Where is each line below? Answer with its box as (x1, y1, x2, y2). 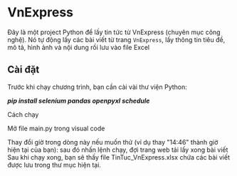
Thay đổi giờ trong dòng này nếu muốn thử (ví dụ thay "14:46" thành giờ (7, 138, 218, 146)
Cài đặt (7, 63, 40, 76)
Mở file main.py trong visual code (7, 124, 105, 133)
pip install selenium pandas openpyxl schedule (7, 96, 150, 105)
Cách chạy (7, 110, 39, 118)
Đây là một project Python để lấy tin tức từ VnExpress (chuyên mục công (7, 28, 221, 36)
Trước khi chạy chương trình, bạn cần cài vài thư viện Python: (7, 83, 187, 91)
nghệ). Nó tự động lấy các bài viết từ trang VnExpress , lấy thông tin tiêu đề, (7, 35, 226, 43)
